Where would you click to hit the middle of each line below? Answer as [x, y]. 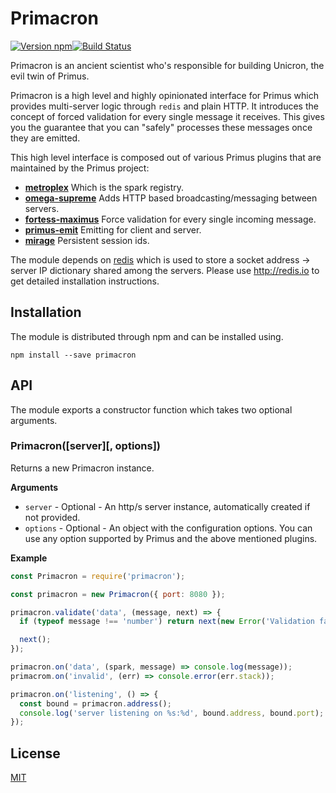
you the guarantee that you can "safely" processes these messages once [161, 127]
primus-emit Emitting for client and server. [113, 229]
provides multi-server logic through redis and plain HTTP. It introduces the [164, 106]
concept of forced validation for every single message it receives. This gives [167, 116]
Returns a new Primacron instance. [82, 468]
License [35, 753]
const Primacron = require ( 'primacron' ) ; [98, 576]
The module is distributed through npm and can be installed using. [147, 336]
